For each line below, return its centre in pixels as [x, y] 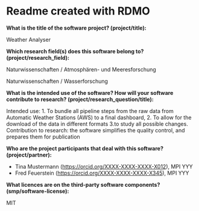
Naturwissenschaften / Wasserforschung [57, 81]
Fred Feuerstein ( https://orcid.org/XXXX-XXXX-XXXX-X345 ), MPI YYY [102, 173]
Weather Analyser [29, 39]
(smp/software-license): [38, 191]
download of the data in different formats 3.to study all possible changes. [97, 124]
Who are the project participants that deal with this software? [85, 148]
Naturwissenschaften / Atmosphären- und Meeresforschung [81, 69]
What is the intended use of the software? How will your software [90, 93]
